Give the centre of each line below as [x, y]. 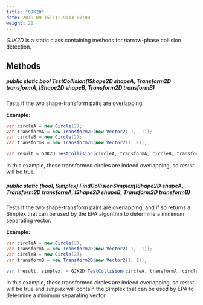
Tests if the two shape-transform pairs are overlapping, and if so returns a [98, 207]
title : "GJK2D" [25, 12]
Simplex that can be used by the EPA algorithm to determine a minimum [95, 214]
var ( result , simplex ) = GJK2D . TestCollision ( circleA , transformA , [93, 271]
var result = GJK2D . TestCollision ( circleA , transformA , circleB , [90, 154]
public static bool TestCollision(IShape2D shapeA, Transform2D [89, 81]
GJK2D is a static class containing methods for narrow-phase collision [94, 41]
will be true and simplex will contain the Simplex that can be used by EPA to [100, 289]
